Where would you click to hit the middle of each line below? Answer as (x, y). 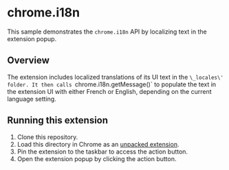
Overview (29, 61)
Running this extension (58, 120)
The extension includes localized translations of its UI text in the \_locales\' (116, 77)
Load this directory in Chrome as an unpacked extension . (98, 144)
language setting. (32, 99)
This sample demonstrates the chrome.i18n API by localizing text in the (107, 32)
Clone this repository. (47, 137)
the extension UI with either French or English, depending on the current (109, 91)
